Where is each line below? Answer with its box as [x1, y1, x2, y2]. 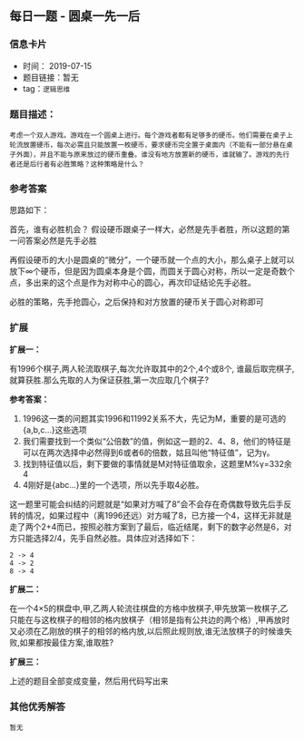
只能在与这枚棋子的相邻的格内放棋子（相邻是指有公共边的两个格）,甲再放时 [9, 614, 290, 625]
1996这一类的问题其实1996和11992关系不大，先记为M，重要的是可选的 [22, 413, 287, 424]
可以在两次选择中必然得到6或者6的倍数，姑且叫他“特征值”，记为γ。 [22, 447, 275, 458]
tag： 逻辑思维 [22, 83, 71, 93]
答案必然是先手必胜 [25, 235, 97, 247]
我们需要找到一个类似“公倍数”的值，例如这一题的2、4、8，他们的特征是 [22, 435, 292, 446]
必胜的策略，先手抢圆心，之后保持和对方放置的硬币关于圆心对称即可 [9, 297, 264, 307]
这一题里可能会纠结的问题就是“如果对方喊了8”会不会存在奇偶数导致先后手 [9, 498, 284, 510]
